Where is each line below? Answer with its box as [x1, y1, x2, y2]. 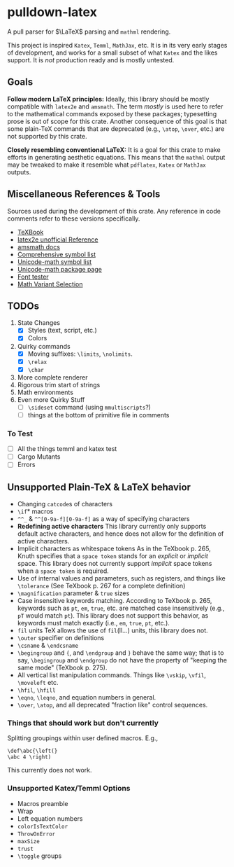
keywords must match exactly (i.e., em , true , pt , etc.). [17, 619, 170, 627]
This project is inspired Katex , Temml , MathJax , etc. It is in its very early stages [7, 41, 228, 49]
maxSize [17, 838, 40, 845]
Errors [17, 460, 36, 469]
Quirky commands [17, 342, 71, 350]
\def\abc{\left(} [7, 747, 58, 755]
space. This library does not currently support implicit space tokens [17, 560, 212, 568]
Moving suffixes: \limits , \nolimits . [27, 349, 133, 358]
